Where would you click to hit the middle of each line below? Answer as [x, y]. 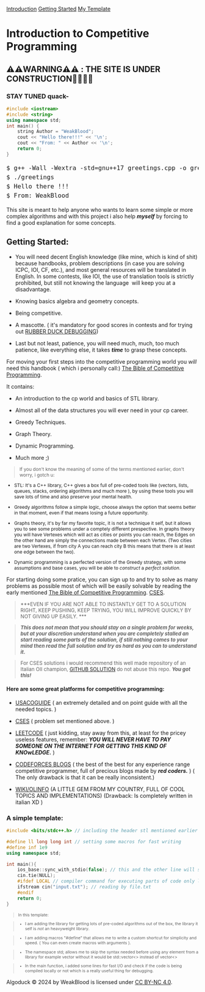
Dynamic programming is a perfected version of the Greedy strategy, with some [100, 562]
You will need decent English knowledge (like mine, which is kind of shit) [106, 257]
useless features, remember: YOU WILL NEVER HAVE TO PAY [93, 739]
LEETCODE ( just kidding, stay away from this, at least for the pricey [100, 733]
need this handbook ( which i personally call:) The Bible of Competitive [95, 368]
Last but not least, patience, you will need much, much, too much [97, 343]
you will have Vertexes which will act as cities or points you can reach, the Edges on [105, 534]
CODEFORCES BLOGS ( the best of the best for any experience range [103, 764]
